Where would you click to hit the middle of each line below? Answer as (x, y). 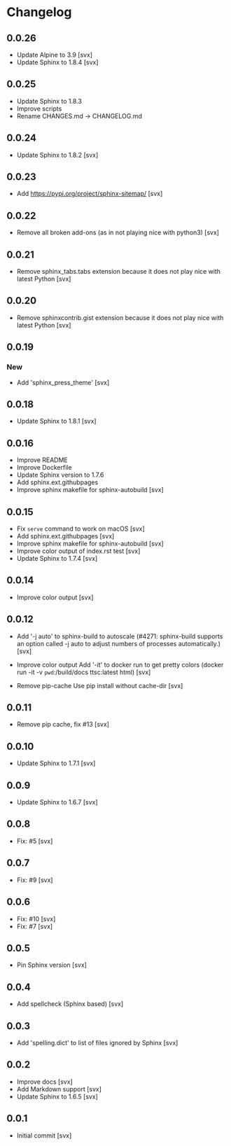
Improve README (42, 460)
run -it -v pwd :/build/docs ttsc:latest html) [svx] (84, 672)
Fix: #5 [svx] (35, 841)
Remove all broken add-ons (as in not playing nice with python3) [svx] (118, 232)
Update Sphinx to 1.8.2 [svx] (57, 155)
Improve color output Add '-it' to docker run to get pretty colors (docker (120, 664)
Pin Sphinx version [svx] (51, 965)
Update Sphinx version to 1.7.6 (60, 475)
